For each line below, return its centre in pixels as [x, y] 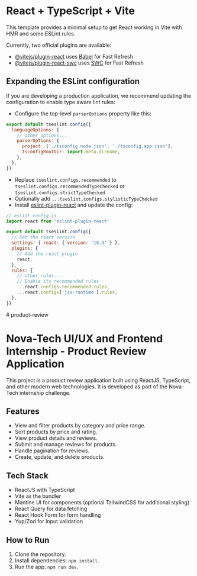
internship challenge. [45, 392]
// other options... [42, 135]
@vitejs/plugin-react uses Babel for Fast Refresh [74, 56]
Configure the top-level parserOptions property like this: [83, 113]
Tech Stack [27, 476]
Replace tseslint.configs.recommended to [65, 179]
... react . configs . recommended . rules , [63, 287]
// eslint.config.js [32, 215]
